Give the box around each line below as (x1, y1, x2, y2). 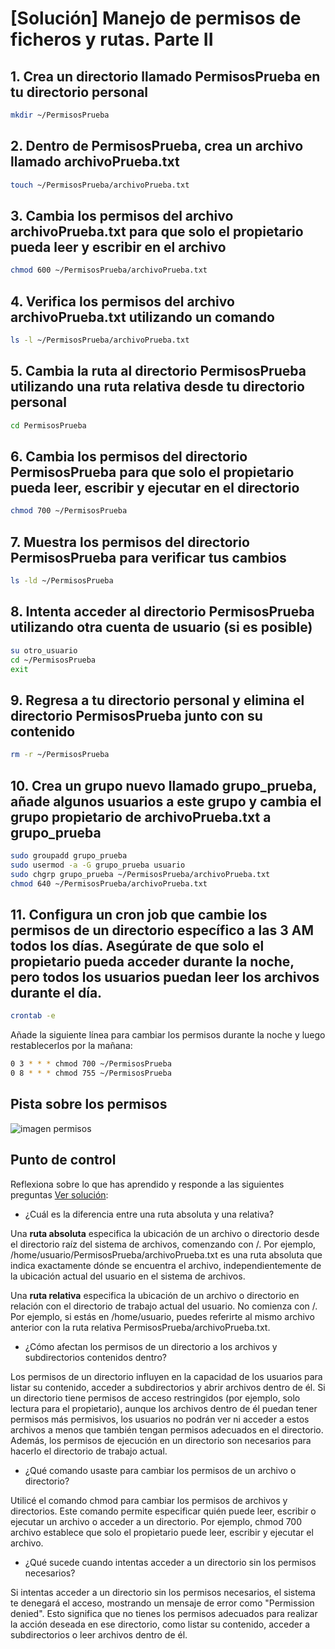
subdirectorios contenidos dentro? (24, 1351, 167, 1363)
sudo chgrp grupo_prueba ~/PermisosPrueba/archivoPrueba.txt (10, 869, 271, 879)
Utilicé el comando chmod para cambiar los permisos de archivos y (10, 1494, 288, 1506)
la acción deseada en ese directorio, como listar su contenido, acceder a (10, 1618, 311, 1630)
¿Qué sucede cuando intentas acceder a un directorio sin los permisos (24, 1556, 317, 1568)
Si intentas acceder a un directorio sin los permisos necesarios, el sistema (10, 1586, 316, 1598)
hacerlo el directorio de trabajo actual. (10, 1445, 168, 1457)
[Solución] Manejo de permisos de (10, 7, 302, 30)
